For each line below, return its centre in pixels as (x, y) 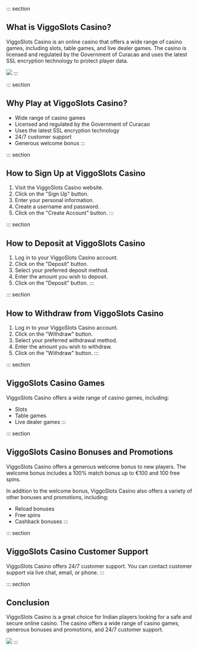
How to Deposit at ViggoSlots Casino (76, 243)
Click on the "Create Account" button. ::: (64, 213)
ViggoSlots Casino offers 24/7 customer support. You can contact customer (99, 566)
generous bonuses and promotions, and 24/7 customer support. (85, 630)
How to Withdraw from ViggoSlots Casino (85, 313)
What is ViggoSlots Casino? (59, 27)
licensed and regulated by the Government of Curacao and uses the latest (97, 54)
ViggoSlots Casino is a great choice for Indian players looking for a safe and (99, 617)
